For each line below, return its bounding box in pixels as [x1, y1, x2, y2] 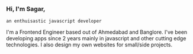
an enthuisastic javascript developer [6, 18, 102, 24]
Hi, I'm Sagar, [6, 5, 46, 13]
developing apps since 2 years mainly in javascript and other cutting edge [6, 35, 186, 42]
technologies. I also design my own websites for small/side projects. [6, 41, 173, 49]
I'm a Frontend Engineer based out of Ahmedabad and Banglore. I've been [6, 28, 188, 36]
